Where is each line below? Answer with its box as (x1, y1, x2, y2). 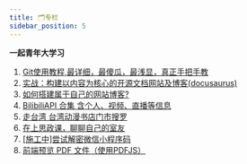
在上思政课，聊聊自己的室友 (22, 122, 126, 133)
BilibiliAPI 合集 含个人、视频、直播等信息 (22, 99, 172, 110)
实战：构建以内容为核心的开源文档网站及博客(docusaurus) (22, 77, 238, 88)
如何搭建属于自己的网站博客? (22, 89, 129, 99)
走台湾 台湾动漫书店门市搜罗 (22, 111, 128, 122)
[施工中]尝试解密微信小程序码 (22, 134, 132, 144)
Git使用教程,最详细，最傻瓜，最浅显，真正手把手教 (22, 66, 209, 77)
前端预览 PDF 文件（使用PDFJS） (22, 144, 146, 155)
